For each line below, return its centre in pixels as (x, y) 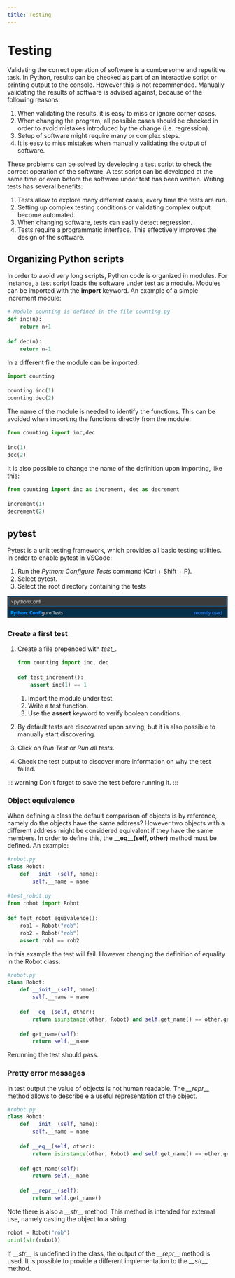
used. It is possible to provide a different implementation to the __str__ (108, 1260)
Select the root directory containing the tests (82, 586)
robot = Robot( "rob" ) (39, 1232)
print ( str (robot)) (34, 1240)
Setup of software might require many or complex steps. (99, 135)
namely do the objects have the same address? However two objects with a (116, 823)
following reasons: (34, 99)
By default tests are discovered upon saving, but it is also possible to (116, 727)
